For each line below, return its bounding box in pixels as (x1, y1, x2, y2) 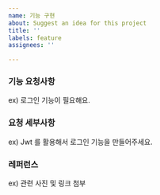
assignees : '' (8, 41, 55, 49)
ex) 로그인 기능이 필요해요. (8, 96, 91, 105)
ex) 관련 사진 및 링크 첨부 (8, 178, 86, 188)
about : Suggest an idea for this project (8, 19, 147, 27)
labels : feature (8, 33, 62, 42)
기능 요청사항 (8, 76, 55, 88)
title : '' (8, 26, 41, 34)
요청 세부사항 (8, 117, 55, 128)
